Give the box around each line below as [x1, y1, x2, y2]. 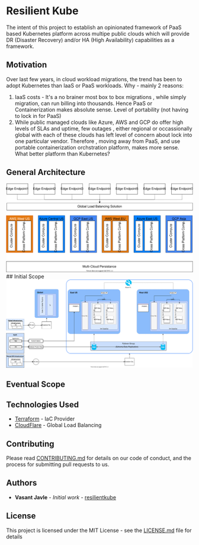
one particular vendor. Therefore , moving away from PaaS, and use [14, 138, 181, 145]
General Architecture [6, 167, 86, 177]
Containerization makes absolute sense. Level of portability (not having [14, 106, 188, 113]
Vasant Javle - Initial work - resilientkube [14, 493, 117, 501]
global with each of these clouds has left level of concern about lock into [14, 131, 192, 138]
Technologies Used [6, 399, 79, 410]
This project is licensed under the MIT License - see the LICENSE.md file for [6, 527, 192, 534]
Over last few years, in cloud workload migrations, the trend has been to [6, 75, 182, 82]
